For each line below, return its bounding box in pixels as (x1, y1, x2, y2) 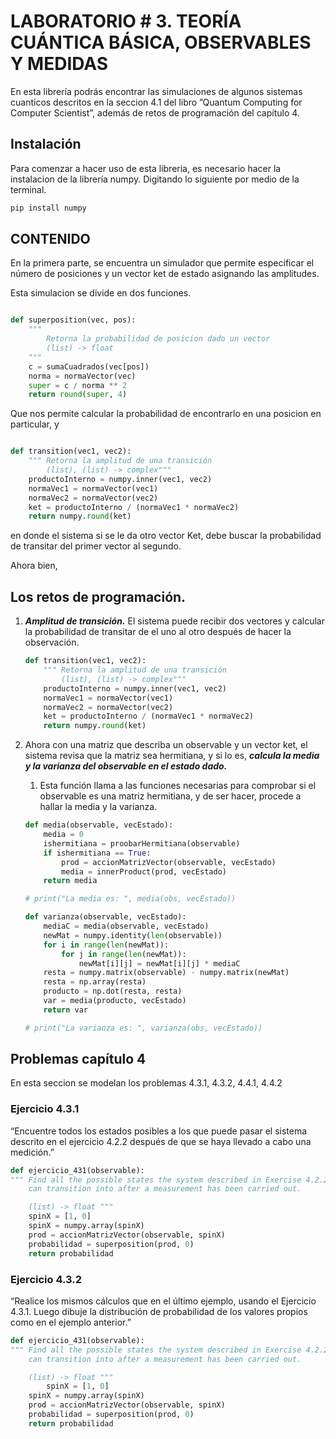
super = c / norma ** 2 (28, 380, 128, 390)
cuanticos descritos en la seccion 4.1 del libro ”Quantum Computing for (10, 96, 303, 108)
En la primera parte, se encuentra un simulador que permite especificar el (10, 257, 315, 269)
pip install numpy (10, 203, 87, 213)
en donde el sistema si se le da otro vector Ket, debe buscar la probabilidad (10, 530, 322, 542)
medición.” (10, 1146, 55, 1158)
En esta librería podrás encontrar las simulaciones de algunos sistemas (10, 85, 303, 97)
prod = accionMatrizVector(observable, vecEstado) (61, 857, 277, 867)
